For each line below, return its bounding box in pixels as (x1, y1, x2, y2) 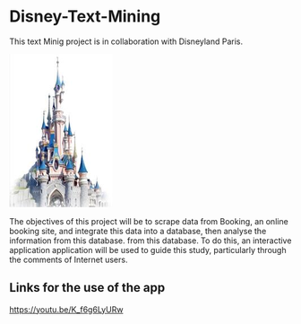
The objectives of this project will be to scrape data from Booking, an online (9, 215, 288, 226)
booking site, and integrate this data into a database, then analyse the (9, 225, 267, 236)
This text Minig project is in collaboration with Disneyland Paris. (9, 36, 244, 47)
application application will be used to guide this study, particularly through (9, 244, 287, 255)
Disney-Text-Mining (9, 6, 161, 27)
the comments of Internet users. (9, 254, 128, 265)
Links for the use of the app (9, 280, 166, 295)
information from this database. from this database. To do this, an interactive (9, 235, 292, 246)
